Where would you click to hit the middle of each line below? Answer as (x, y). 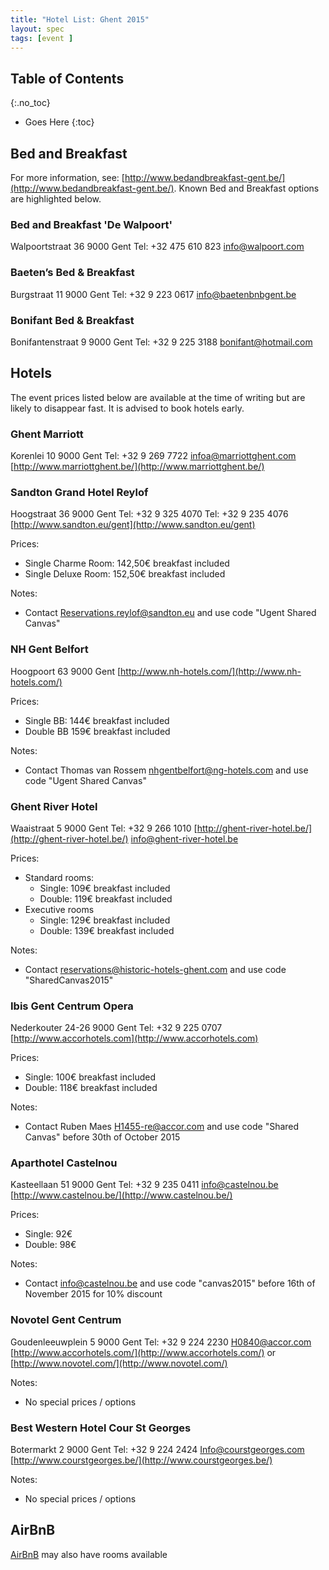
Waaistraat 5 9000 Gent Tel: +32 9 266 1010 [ (104, 828)
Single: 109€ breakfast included (105, 888)
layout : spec (37, 29)
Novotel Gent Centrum (66, 1320)
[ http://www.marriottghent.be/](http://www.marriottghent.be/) (137, 466)
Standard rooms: (59, 877)
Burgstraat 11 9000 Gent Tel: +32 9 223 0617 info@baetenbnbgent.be (153, 294)
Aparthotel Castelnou (64, 1163)
